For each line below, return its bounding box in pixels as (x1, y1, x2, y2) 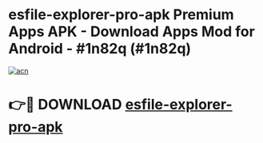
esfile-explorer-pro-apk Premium (8, 6, 234, 24)
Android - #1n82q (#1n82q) (8, 40, 192, 58)
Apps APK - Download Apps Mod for (8, 22, 256, 41)
